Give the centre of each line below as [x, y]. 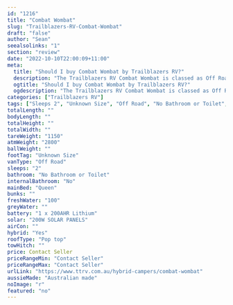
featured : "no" [29, 291]
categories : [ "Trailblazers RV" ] [55, 98]
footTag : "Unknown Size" [43, 156]
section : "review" [34, 53]
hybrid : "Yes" [28, 233]
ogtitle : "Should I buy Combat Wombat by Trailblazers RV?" [102, 85]
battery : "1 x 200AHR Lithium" [52, 214]
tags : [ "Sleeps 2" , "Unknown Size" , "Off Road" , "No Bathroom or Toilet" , [118, 104]
